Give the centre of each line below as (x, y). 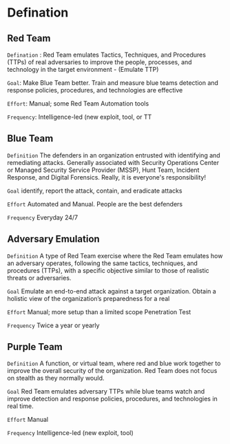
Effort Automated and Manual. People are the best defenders (95, 204)
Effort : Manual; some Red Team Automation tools (78, 104)
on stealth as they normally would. (56, 378)
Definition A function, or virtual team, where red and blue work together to (114, 363)
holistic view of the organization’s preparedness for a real (88, 298)
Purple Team (35, 347)
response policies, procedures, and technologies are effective (95, 90)
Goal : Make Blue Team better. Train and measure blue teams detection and (113, 83)
